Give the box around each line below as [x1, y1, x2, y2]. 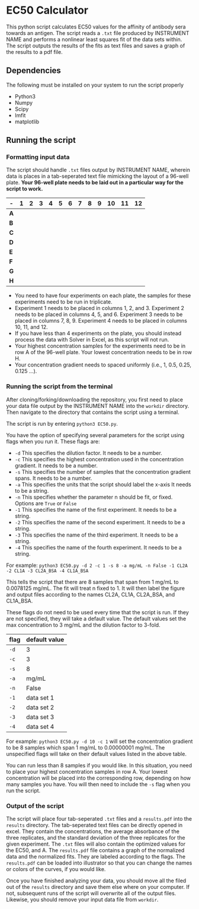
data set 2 [26, 703, 54, 712]
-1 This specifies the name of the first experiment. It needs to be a [14, 506, 176, 513]
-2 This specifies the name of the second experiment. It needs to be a [14, 518, 185, 525]
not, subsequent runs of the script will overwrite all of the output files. [6, 890, 176, 897]
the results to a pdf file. [6, 48, 63, 55]
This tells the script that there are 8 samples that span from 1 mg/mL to [6, 578, 179, 585]
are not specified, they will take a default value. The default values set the [6, 615, 187, 622]
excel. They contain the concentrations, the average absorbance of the [6, 828, 179, 835]
